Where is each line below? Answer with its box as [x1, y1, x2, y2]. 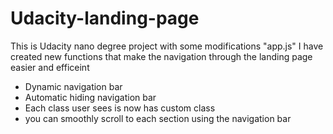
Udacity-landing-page [10, 7, 200, 30]
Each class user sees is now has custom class [24, 102, 216, 114]
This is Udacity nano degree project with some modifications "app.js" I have [10, 40, 324, 52]
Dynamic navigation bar [24, 80, 123, 92]
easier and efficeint [10, 61, 90, 73]
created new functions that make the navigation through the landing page [10, 50, 313, 62]
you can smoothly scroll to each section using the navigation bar [24, 112, 292, 124]
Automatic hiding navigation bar [24, 91, 157, 103]
